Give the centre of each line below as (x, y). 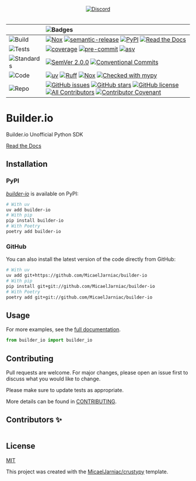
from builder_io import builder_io (49, 340)
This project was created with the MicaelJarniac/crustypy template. (87, 472)
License (21, 446)
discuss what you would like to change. (53, 379)
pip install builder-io (35, 221)
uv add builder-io (28, 210)
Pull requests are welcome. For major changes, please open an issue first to (97, 372)
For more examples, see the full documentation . (64, 329)
